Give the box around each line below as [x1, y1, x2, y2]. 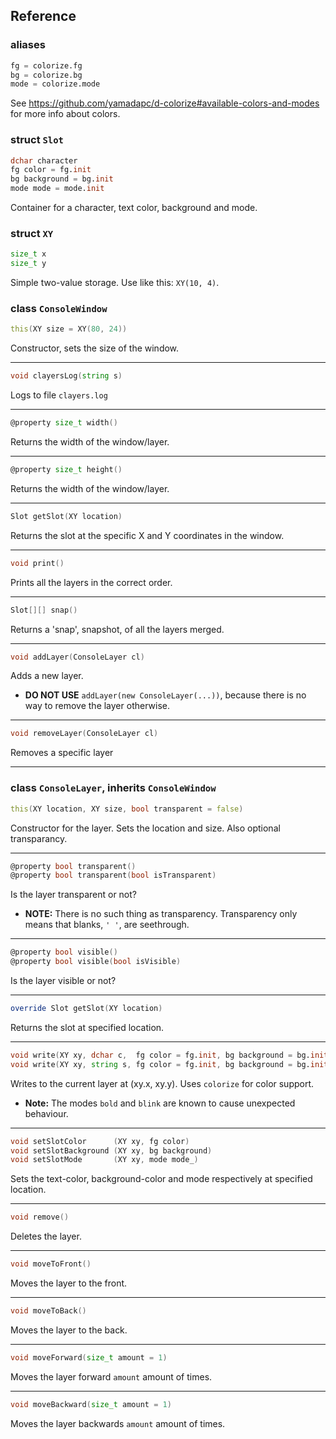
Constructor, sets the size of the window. [10, 342, 180, 354]
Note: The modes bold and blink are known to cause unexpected [24, 1097, 296, 1109]
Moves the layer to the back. [10, 1324, 128, 1336]
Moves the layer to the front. [10, 1277, 128, 1289]
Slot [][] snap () [10, 605, 78, 615]
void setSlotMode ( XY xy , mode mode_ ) [10, 1155, 199, 1165]
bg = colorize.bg [10, 70, 83, 80]
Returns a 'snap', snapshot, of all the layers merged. [10, 623, 225, 635]
